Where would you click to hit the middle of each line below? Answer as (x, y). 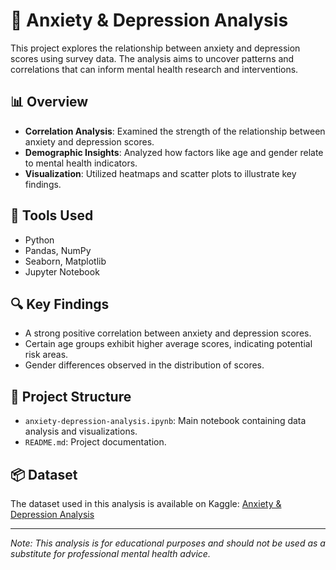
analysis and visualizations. (81, 431)
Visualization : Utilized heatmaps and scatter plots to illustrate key (160, 173)
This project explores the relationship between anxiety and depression (155, 48)
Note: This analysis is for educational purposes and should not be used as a (168, 543)
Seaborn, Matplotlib (65, 261)
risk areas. (46, 355)
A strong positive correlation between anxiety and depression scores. (168, 333)
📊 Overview (49, 102)
